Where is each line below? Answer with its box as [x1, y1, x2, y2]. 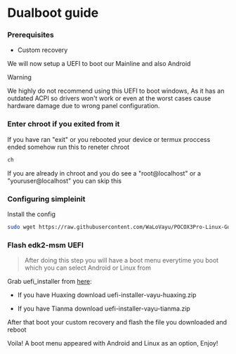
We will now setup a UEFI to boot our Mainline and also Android [7, 60, 191, 68]
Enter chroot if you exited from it [7, 119, 120, 129]
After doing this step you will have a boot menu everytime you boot [24, 256, 219, 265]
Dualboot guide [7, 5, 99, 21]
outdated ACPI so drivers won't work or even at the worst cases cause [7, 94, 211, 103]
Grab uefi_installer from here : [7, 277, 93, 286]
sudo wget [7, 223, 37, 230]
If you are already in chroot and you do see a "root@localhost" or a [7, 169, 202, 177]
